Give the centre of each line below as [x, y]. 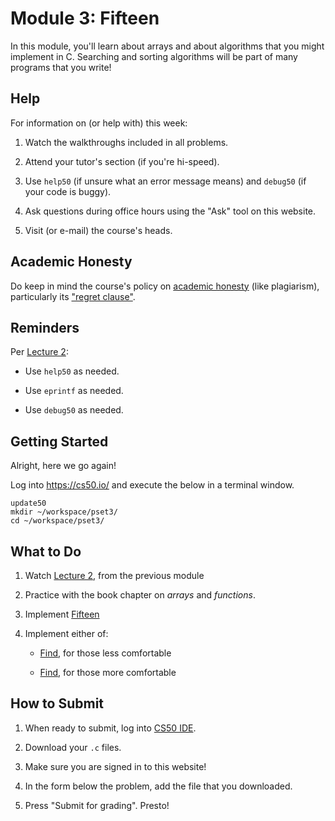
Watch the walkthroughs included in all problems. [126, 142]
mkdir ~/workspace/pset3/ [64, 512]
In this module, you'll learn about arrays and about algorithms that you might [167, 46]
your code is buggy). [68, 191]
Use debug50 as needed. [74, 410]
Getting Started [59, 441]
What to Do [46, 551]
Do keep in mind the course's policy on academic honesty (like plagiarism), [165, 286]
